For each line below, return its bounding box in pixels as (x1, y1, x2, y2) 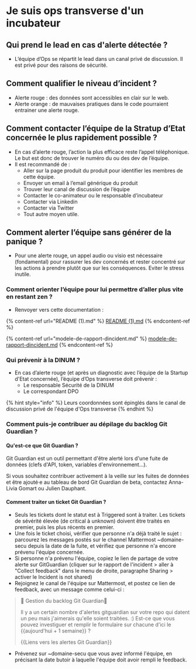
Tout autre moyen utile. (23, 210, 79, 217)
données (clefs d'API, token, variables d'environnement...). (6, 461, 147, 468)
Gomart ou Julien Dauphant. (18, 485, 87, 492)
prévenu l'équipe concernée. (14, 549, 84, 556)
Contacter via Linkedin (23, 198, 78, 205)
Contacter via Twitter (23, 204, 74, 211)
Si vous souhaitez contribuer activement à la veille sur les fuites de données (6, 473, 190, 480)
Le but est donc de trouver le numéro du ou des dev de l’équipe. (14, 154, 170, 162)
